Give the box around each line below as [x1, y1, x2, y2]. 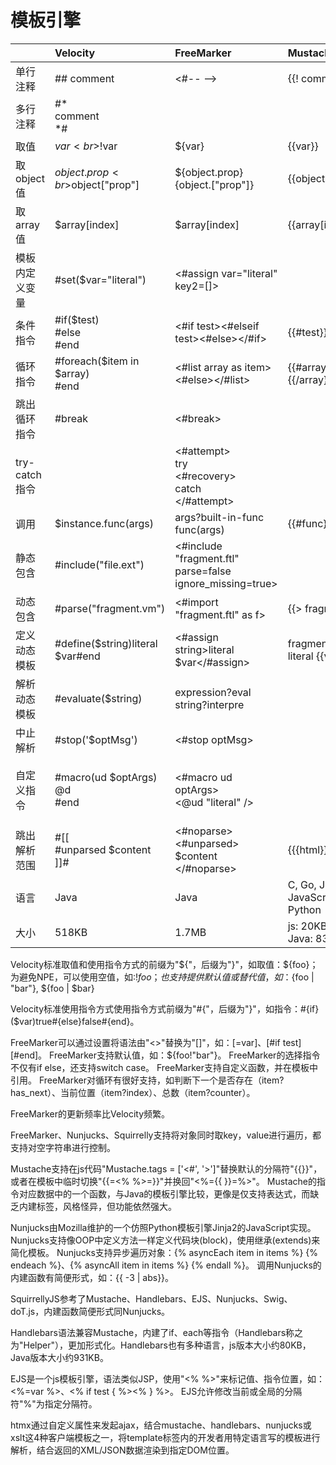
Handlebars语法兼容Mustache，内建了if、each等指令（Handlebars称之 [10, 1326, 304, 1338]
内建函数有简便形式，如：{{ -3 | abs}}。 [10, 1271, 175, 1283]
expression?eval [174, 685, 252, 699]
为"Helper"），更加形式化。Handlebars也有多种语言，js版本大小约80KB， [10, 1339, 312, 1351]
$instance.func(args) [54, 516, 154, 530]
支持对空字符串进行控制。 [10, 1141, 116, 1153]
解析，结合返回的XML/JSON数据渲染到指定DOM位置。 [10, 1444, 235, 1456]
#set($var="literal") [54, 272, 147, 286]
